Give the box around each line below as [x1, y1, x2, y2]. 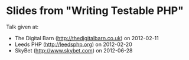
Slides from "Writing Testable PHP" [6, 4, 184, 17]
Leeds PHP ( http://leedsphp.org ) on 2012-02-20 [14, 41, 132, 48]
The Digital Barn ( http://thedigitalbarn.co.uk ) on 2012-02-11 [14, 34, 159, 41]
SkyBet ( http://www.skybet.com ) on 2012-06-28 [14, 47, 133, 54]
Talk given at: [6, 23, 39, 30]
